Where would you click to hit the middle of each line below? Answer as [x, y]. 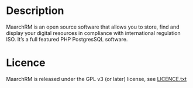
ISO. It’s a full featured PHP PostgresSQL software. [67, 39]
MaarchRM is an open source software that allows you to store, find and [93, 27]
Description [35, 11]
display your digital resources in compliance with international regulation [93, 33]
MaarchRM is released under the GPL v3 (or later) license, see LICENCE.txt [96, 79]
